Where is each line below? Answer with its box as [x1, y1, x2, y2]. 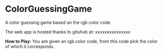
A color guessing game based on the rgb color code [5, 19, 110, 25]
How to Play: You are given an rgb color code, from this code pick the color [5, 38, 158, 44]
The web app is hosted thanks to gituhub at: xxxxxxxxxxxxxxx [5, 29, 131, 35]
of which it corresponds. [5, 43, 55, 49]
